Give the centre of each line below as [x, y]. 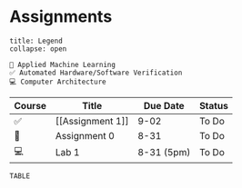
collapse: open [38, 49]
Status [214, 105]
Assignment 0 [85, 135]
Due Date [164, 105]
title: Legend [36, 41]
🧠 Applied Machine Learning [63, 64]
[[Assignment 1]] [92, 121]
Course [30, 105]
